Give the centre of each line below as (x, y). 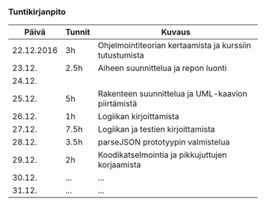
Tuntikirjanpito (37, 12)
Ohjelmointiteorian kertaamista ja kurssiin (175, 46)
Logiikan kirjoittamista (139, 117)
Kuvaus (176, 32)
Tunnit (78, 32)
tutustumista (121, 55)
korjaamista (119, 165)
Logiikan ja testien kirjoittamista (156, 129)
